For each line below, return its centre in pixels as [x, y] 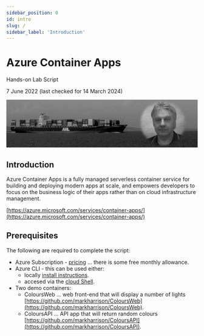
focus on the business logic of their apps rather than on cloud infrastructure [101, 192]
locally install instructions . [56, 275]
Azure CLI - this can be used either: [59, 268]
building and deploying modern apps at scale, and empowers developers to [101, 186]
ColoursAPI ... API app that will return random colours [91, 314]
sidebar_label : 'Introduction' [46, 32]
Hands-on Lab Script [32, 79]
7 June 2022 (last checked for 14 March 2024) [65, 92]
